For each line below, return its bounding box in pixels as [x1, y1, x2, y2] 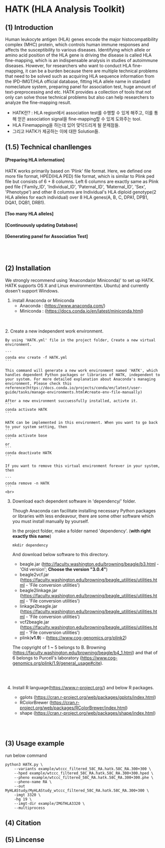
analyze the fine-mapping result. [5, 100, 72, 105]
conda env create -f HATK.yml [5, 355, 68, 360]
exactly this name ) [12, 533, 52, 539]
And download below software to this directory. [12, 551, 109, 557]
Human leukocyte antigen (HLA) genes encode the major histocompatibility [5, 36, 158, 42]
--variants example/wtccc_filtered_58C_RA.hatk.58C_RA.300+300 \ [14, 766, 152, 771]
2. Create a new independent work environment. [5, 328, 104, 334]
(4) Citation [5, 819, 41, 827]
